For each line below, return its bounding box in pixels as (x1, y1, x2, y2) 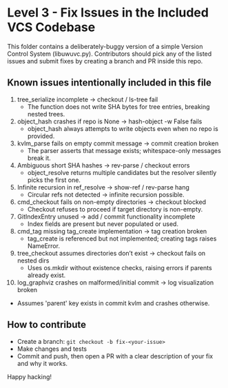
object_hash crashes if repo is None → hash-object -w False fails (17, 117, 203, 125)
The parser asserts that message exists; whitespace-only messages (27, 146, 222, 154)
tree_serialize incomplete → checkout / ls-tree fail (17, 95, 158, 103)
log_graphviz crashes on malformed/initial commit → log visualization (17, 278, 214, 287)
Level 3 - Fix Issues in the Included (7, 5, 209, 21)
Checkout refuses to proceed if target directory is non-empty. (27, 205, 203, 213)
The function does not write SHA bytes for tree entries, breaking (27, 102, 210, 111)
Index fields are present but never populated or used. (27, 219, 179, 228)
